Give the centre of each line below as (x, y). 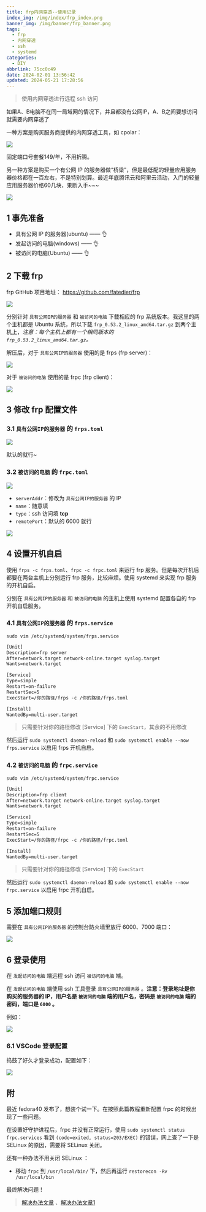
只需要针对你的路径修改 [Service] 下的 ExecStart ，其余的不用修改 (104, 727)
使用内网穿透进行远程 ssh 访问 (59, 99)
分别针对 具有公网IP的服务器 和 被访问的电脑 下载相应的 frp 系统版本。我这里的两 (103, 316)
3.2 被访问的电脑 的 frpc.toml (47, 472)
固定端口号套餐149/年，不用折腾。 (50, 157)
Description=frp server (37, 653)
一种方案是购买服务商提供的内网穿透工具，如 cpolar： (74, 132)
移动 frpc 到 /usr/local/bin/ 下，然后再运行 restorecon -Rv (91, 1171)
